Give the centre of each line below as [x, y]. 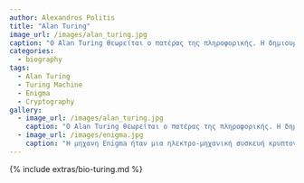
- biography [40, 59]
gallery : [26, 110]
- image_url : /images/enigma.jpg [81, 135]
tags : [19, 69]
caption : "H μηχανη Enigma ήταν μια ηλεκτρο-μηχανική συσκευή [145, 143]
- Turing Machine [50, 85]
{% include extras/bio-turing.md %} [76, 169]
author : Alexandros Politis [62, 18]
